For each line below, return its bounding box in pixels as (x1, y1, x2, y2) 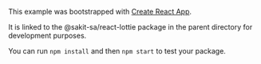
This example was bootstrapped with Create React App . (8, 7, 192, 16)
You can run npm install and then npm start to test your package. (8, 46, 226, 55)
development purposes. (8, 31, 87, 40)
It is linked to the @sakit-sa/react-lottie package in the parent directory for (8, 22, 253, 31)
